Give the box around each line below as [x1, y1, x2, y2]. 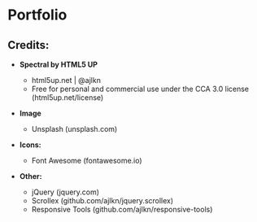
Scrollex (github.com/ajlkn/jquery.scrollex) [31, 196, 174, 205]
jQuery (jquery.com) [31, 187, 99, 197]
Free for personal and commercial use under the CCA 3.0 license [31, 84, 250, 94]
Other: [19, 172, 42, 181]
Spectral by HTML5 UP [19, 59, 98, 69]
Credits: [7, 38, 50, 52]
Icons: [19, 140, 41, 150]
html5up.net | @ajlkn [31, 76, 101, 85]
